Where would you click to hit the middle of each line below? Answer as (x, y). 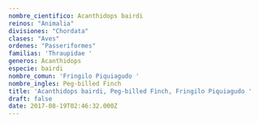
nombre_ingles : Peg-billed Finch (65, 83)
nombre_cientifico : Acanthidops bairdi (76, 16)
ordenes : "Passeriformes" (52, 46)
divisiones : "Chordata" (49, 31)
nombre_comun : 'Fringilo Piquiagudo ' (74, 76)
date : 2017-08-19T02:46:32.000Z (63, 106)
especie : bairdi (36, 69)
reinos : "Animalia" (41, 23)
